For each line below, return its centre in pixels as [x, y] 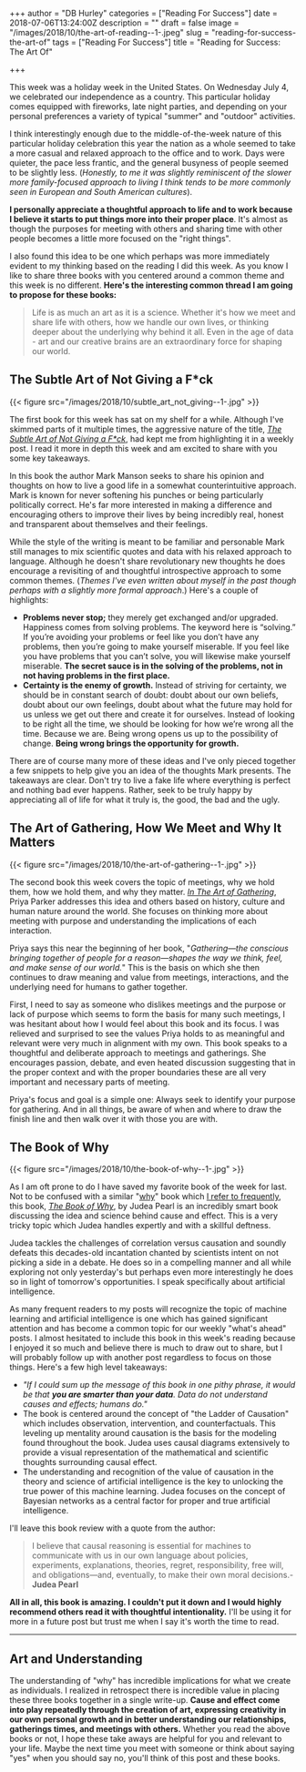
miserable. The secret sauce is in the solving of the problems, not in [153, 666]
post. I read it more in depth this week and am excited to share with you [143, 448]
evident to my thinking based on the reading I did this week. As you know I [149, 266]
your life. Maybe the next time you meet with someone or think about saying [152, 1748]
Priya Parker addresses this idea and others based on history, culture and [147, 901]
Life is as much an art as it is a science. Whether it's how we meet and [163, 312]
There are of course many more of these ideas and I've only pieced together [153, 760]
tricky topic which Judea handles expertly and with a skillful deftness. [140, 1226]
